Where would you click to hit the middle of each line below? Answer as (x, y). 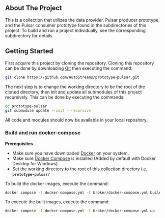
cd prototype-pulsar (26, 106)
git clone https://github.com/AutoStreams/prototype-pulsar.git (72, 77)
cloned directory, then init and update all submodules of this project (74, 92)
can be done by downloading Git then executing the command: (69, 68)
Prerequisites (19, 143)
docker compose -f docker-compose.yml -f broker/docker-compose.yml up (80, 211)
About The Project (34, 8)
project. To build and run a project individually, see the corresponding (75, 30)
